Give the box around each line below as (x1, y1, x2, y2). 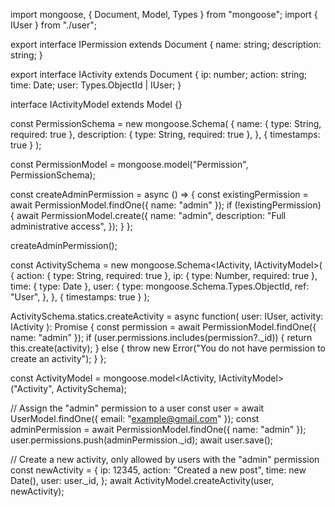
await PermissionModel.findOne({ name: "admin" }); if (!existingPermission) (10, 199, 322, 211)
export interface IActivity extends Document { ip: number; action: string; (10, 69, 308, 80)
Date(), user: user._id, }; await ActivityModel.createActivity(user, (10, 475, 275, 486)
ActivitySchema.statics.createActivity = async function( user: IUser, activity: (10, 310, 324, 322)
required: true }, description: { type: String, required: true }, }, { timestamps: (10, 129, 321, 140)
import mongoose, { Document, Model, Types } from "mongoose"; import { (10, 9, 318, 20)
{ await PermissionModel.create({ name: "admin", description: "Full (10, 210, 287, 221)
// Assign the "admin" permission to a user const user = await (10, 402, 265, 414)
